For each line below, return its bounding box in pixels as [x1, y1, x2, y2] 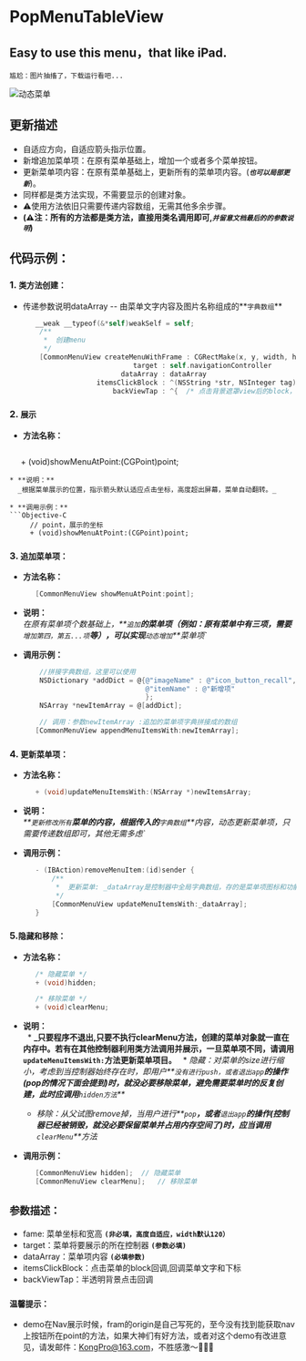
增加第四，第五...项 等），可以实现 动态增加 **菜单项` [22, 629, 208, 640]
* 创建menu [43, 335, 87, 345]
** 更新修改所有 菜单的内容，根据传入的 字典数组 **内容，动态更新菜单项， [22, 817, 282, 828]
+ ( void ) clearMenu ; [35, 1003, 109, 1012]
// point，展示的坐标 [29, 520, 104, 529]
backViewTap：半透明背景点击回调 [22, 1274, 154, 1284]
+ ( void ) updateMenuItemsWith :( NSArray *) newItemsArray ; [35, 788, 252, 797]
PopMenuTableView [9, 6, 164, 27]
